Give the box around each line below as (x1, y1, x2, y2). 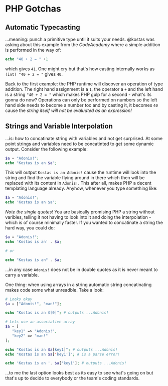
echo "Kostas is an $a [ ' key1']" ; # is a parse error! (5, 352, 120, 357)
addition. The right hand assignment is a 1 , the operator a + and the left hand (5, 86, 163, 92)
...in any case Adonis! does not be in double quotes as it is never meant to (5, 267, 158, 273)
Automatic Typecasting (5, 23, 80, 32)
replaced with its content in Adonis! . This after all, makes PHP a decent (5, 180, 152, 186)
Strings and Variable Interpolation (5, 122, 113, 131)
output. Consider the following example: (5, 146, 88, 152)
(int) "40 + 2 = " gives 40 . (5, 71, 63, 77)
